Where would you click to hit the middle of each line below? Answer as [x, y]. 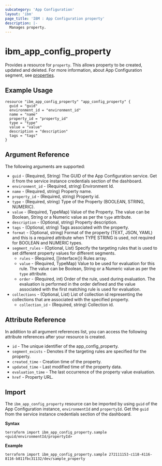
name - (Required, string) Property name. [52, 191]
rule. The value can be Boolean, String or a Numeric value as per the [88, 268]
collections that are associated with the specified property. [71, 299]
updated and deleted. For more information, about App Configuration [74, 70]
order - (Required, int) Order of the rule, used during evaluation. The [87, 279]
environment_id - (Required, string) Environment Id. [63, 186]
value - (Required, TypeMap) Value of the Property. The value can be [81, 212]
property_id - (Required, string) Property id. [56, 196]
